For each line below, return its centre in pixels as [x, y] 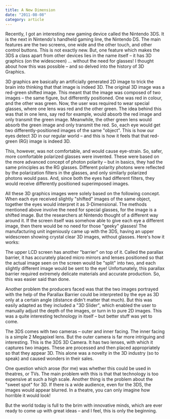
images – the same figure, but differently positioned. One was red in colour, [84, 98]
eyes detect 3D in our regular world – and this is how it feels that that [77, 136]
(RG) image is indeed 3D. [45, 141]
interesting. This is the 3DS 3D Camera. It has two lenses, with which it [79, 343]
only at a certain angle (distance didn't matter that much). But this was [79, 300]
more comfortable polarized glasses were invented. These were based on [82, 156]
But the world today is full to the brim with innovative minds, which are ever [84, 405]
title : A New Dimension [30, 10]
